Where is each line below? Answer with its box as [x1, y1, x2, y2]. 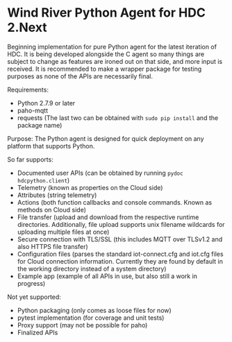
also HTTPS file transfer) [17, 242, 88, 250]
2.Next [7, 19, 47, 35]
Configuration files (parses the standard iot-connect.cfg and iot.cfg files [17, 250, 224, 258]
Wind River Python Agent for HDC [7, 5, 206, 21]
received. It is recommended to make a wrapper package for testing [7, 65, 202, 73]
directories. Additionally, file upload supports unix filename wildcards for [17, 220, 225, 228]
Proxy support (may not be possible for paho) [17, 320, 148, 329]
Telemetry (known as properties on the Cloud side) [17, 183, 163, 191]
